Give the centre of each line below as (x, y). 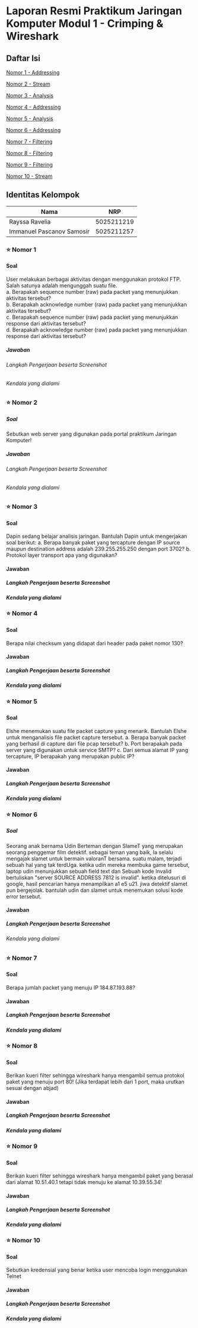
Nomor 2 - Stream (28, 84)
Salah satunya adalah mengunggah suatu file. (62, 285)
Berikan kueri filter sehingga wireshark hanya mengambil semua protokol (95, 1076)
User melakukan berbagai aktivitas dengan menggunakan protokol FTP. (94, 279)
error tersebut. (24, 896)
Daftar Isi (23, 58)
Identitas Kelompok (43, 195)
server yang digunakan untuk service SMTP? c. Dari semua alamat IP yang (97, 750)
